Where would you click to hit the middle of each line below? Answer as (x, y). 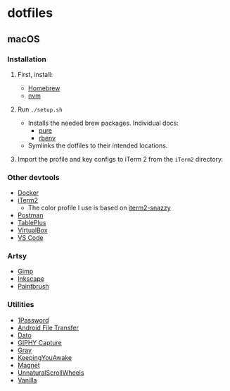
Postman (30, 215)
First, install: (35, 74)
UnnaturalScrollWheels (51, 373)
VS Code (30, 238)
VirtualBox (32, 230)
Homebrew (44, 88)
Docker (28, 193)
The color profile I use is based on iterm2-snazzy (99, 208)
